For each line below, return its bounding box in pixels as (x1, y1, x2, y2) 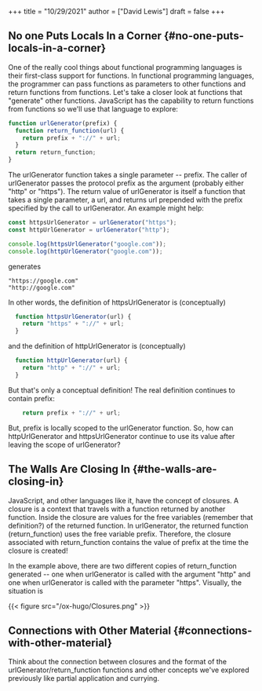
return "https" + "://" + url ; (22, 320, 125, 328)
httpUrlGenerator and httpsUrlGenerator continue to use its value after (8, 431, 235, 441)
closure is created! (8, 546, 68, 555)
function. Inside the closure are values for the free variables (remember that (8, 512, 253, 521)
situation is (8, 586, 43, 595)
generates (8, 261, 42, 271)
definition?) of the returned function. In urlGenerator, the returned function (8, 521, 249, 530)
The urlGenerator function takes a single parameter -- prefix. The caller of (8, 170, 248, 180)
